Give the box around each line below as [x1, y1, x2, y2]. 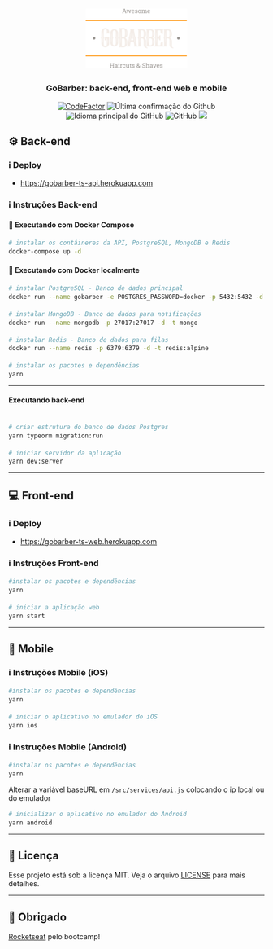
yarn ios [8, 721, 38, 729]
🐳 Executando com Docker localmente [8, 265, 140, 275]
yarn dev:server [8, 457, 63, 466]
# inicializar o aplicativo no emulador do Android [8, 810, 187, 818]
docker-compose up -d [8, 248, 82, 256]
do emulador [8, 793, 51, 802]
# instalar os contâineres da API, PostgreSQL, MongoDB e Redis [8, 239, 231, 248]
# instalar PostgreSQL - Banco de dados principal [8, 284, 184, 292]
